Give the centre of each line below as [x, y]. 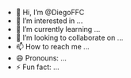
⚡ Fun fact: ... [37, 67]
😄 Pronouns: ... [41, 58]
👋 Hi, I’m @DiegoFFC [50, 12]
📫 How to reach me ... [52, 47]
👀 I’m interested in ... [49, 21]
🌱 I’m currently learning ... [58, 29]
